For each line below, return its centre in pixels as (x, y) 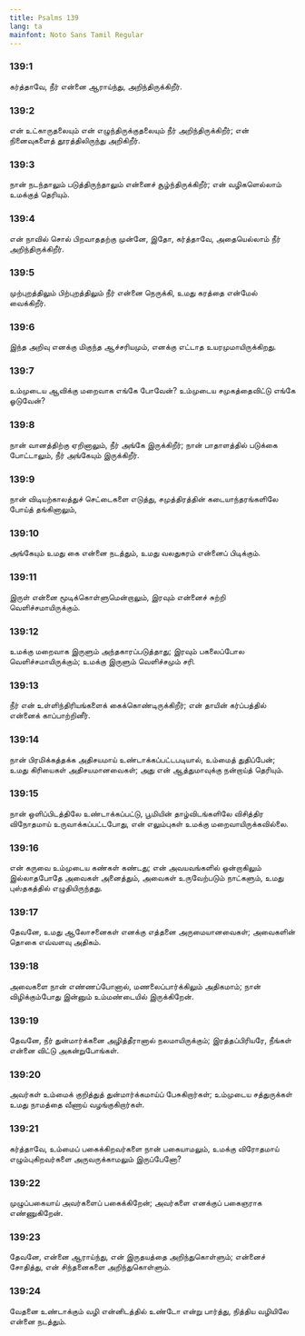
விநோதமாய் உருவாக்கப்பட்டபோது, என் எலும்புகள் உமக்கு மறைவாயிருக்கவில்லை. (149, 823)
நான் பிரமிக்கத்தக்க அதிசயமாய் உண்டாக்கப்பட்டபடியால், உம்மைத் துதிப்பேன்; (142, 759)
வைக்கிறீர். (28, 303)
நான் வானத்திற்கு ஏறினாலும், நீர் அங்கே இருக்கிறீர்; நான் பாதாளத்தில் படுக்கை (144, 444)
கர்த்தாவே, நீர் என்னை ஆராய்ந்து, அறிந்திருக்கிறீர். (96, 86)
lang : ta (26, 26)
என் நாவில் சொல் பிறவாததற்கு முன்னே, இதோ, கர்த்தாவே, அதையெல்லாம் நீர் (145, 238)
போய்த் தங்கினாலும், (43, 509)
